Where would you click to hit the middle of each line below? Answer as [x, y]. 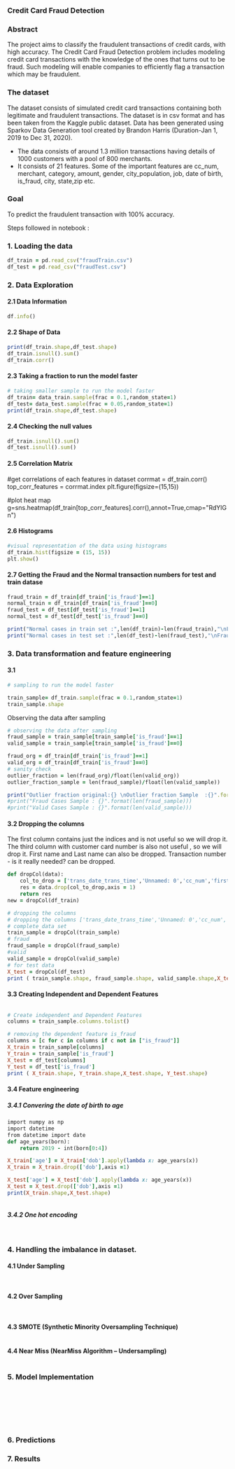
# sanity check [29, 769]
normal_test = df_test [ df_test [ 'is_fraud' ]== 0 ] [78, 616]
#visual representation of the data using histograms [87, 546]
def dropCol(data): [36, 874]
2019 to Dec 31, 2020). [40, 137]
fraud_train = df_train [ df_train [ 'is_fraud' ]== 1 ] [81, 597]
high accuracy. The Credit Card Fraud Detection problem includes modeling [116, 52]
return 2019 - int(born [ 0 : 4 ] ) [64, 1148]
